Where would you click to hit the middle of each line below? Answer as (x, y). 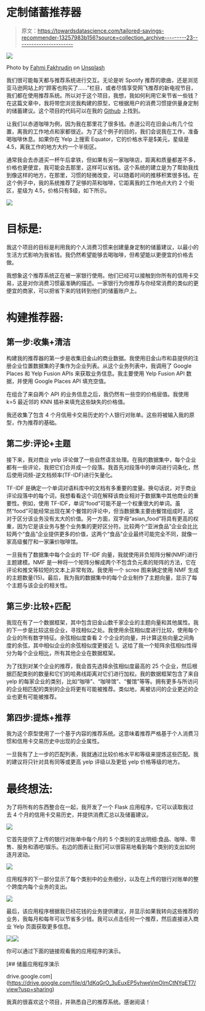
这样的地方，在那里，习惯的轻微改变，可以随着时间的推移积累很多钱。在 (108, 175)
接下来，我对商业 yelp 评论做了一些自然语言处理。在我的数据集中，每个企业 (101, 460)
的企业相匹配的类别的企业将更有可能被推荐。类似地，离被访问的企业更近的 (100, 689)
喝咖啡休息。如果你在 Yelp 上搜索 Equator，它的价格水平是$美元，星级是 (98, 139)
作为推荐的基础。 (38, 422)
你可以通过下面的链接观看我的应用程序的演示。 (65, 951)
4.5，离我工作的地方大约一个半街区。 (53, 146)
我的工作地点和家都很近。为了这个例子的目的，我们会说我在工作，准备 (110, 131)
